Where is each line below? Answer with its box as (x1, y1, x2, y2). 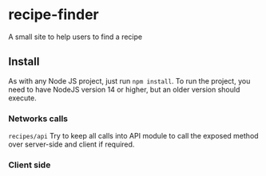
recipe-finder (8, 6, 100, 24)
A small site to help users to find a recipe (8, 32, 142, 41)
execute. (8, 93, 38, 103)
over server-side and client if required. (8, 139, 135, 149)
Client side (8, 159, 51, 170)
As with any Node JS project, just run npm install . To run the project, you (8, 76, 251, 85)
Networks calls (8, 113, 69, 124)
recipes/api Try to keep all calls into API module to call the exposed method (8, 131, 259, 141)
